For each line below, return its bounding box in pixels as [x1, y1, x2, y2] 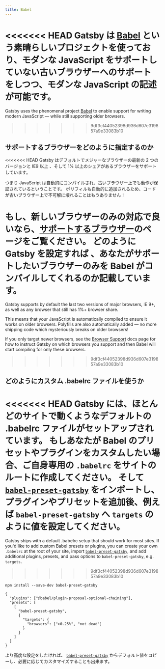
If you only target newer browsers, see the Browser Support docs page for [5, 336, 156, 342]
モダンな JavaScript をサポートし [22, 55, 157, 65]
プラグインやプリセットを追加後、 [5, 497, 143, 507]
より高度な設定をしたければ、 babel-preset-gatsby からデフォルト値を [5, 652, 148, 658]
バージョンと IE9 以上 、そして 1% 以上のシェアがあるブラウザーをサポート [5, 163, 157, 169]
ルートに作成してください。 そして [5, 472, 144, 483]
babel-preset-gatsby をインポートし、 [5, 484, 160, 495]
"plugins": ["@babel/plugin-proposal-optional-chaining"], [9, 595, 133, 601]
